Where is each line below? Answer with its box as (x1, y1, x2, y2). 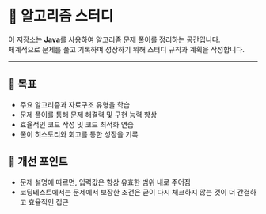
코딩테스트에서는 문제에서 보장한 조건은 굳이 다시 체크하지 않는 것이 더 (19, 187, 236, 197)
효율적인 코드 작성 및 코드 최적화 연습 (19, 119, 135, 129)
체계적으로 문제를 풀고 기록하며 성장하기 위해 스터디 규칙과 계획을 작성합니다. (8, 44, 245, 54)
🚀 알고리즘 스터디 (8, 7, 113, 25)
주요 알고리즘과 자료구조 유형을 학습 (19, 99, 131, 109)
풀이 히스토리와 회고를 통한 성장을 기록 (19, 130, 139, 139)
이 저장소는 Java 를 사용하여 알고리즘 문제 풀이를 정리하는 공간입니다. (8, 35, 221, 44)
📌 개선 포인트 (8, 155, 69, 168)
